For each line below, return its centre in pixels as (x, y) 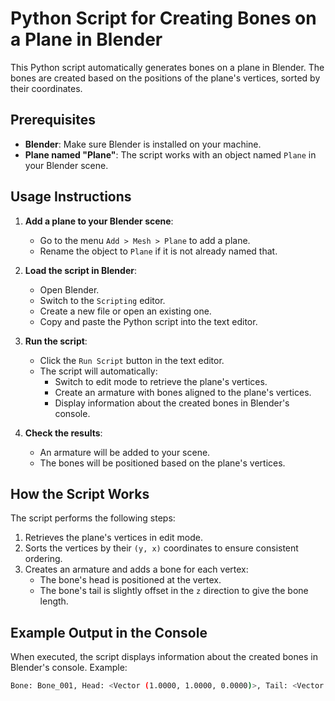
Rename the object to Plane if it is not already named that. (158, 251)
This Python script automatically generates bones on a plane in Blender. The (167, 67)
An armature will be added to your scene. (125, 452)
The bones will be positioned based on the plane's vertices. (162, 463)
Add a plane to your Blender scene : (99, 221)
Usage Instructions (71, 197)
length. (54, 601)
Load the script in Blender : (80, 270)
